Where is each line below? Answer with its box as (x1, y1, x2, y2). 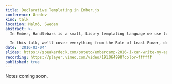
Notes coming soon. (5, 73, 48, 79)
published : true (5, 59, 40, 64)
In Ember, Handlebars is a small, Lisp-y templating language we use (10, 31, 161, 36)
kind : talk (5, 17, 29, 22)
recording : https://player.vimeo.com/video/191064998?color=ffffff (5, 54, 153, 60)
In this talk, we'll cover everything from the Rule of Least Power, (10, 40, 161, 46)
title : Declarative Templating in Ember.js (5, 7, 100, 13)
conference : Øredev (5, 12, 47, 17)
